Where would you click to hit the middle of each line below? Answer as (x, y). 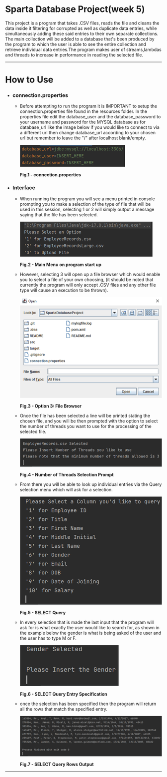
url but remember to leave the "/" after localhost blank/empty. (83, 138)
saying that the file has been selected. (59, 214)
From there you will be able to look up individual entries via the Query (91, 484)
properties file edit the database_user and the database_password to (90, 117)
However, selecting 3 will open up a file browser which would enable (90, 274)
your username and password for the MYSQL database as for (83, 122)
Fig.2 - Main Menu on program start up (61, 264)
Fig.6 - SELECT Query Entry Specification (64, 694)
